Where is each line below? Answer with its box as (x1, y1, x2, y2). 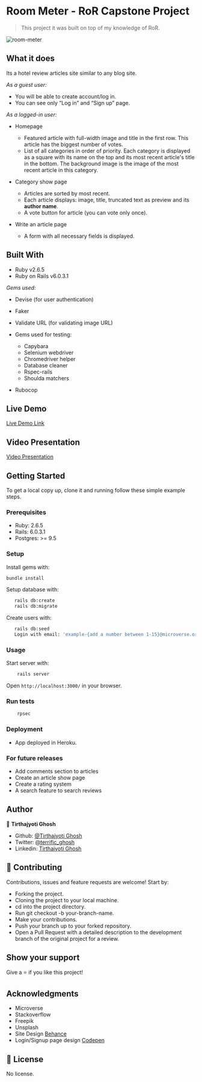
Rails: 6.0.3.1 (14, 528, 46, 535)
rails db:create (14, 597, 55, 604)
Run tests (6, 697, 35, 705)
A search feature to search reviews (14, 786, 102, 794)
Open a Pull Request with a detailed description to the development (14, 928, 182, 936)
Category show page (14, 178, 67, 185)
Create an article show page (14, 774, 85, 781)
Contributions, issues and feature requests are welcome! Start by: (6, 878, 170, 885)
